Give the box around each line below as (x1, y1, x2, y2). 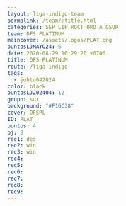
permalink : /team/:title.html (7, 17, 97, 24)
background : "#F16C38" (7, 103, 74, 110)
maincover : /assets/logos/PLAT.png (7, 37, 113, 44)
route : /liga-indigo (7, 63, 69, 70)
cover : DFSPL (7, 109, 46, 116)
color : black (7, 83, 46, 90)
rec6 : (7, 168, 23, 176)
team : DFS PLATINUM (7, 30, 65, 38)
